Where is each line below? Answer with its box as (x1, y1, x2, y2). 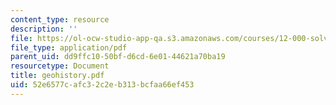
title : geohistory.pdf (10, 71, 105, 81)
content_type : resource (10, 14, 110, 25)
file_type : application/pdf (10, 42, 128, 53)
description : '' (10, 24, 78, 34)
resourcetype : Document (10, 61, 110, 71)
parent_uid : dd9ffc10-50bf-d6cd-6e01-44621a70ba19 (10, 52, 226, 62)
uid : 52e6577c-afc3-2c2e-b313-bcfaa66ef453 (10, 80, 195, 90)
